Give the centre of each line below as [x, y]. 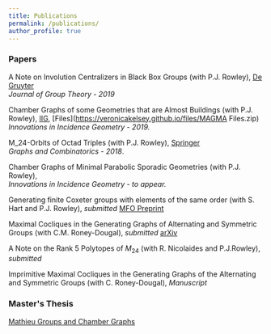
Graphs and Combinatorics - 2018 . [66, 151]
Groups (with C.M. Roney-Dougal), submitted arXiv [93, 232]
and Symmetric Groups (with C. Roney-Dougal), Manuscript [108, 283]
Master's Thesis [41, 304]
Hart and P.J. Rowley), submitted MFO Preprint [86, 208]
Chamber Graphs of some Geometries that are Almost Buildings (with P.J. [131, 109]
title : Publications [43, 16]
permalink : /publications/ [54, 23]
